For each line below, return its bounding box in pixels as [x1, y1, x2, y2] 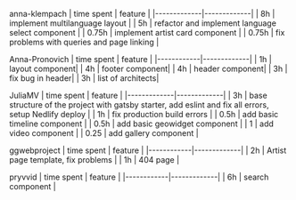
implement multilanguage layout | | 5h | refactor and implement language [9, 18, 276, 28]
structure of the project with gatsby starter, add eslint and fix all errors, [9, 100, 269, 110]
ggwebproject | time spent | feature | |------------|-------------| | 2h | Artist [9, 145, 287, 156]
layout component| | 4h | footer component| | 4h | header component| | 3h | [9, 63, 288, 74]
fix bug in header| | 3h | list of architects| [9, 73, 160, 84]
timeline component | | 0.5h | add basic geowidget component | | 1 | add [9, 118, 275, 129]
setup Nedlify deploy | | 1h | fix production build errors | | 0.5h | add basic [9, 109, 279, 119]
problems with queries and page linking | [9, 36, 160, 47]
